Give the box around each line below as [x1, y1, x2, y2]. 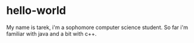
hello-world [6, 4, 67, 18]
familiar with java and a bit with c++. [6, 30, 97, 37]
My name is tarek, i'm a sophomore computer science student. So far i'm [6, 24, 189, 31]
